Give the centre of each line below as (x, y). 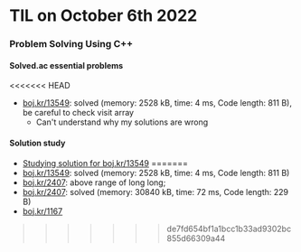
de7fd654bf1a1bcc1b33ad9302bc (229, 229)
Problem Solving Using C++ (71, 44)
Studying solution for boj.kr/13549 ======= (105, 163)
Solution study (38, 143)
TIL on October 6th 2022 (103, 16)
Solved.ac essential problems (66, 65)
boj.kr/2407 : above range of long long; (94, 182)
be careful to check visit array (78, 113)
